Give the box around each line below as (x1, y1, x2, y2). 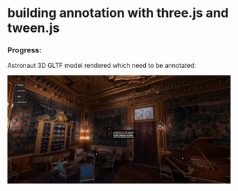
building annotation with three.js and (7, 5, 229, 21)
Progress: (7, 45, 42, 55)
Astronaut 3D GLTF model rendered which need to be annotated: (7, 62, 196, 70)
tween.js (7, 20, 60, 36)
